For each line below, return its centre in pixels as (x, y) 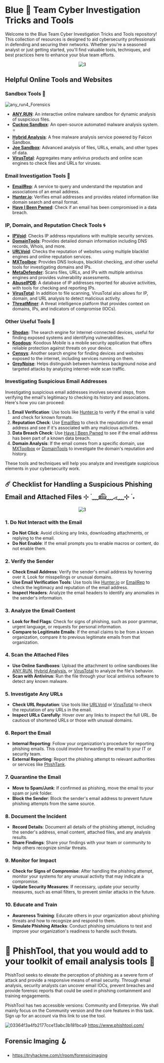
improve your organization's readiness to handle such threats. (75, 931)
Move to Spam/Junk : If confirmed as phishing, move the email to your (83, 788)
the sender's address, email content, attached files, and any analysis (81, 832)
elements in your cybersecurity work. (43, 468)
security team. (27, 754)
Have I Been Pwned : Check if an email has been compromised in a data (84, 207)
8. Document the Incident (36, 816)
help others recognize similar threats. (50, 848)
